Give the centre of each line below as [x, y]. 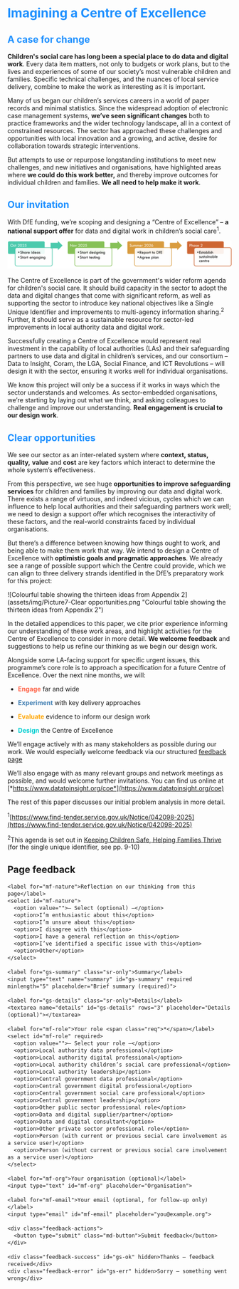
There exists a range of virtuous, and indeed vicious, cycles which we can [116, 499]
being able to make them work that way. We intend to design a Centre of [113, 550]
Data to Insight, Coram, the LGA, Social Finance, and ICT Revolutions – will [116, 364]
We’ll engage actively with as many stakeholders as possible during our [112, 744]
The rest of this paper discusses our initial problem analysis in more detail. [116, 802]
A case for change [49, 40]
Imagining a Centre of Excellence [107, 13]
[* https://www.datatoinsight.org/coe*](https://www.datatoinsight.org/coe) [116, 788]
